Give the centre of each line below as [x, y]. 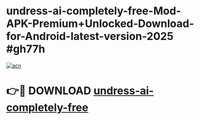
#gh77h [26, 49]
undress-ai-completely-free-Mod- [94, 11]
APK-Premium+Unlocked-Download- [100, 24]
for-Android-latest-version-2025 [90, 36]
